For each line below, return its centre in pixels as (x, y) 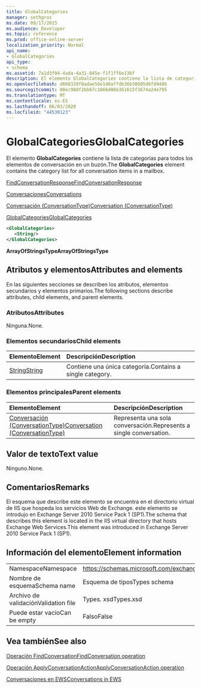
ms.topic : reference (32, 34)
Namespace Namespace (43, 569)
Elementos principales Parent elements (64, 392)
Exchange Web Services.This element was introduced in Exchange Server (97, 527)
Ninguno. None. (25, 469)
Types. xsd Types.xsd (112, 599)
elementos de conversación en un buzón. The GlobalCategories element (95, 165)
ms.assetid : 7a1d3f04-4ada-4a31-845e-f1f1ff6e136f (71, 73)
